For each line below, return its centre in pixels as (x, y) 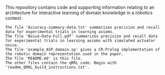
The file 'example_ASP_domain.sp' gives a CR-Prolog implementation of (82, 50)
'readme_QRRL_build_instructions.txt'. (47, 67)
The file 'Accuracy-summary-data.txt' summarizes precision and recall (82, 27)
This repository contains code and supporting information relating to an (80, 7)
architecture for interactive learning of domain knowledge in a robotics (79, 13)
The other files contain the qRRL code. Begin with (61, 63)
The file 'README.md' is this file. (44, 58)
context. (14, 18)
